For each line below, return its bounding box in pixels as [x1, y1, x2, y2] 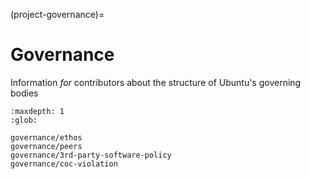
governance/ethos [10, 132, 83, 143]
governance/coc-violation [10, 159, 118, 169]
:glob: [10, 115, 38, 125]
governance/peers [10, 141, 83, 151]
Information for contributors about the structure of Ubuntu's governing [10, 76, 302, 88]
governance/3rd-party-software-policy [10, 150, 172, 160]
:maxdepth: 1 [10, 106, 65, 116]
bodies [10, 87, 39, 99]
